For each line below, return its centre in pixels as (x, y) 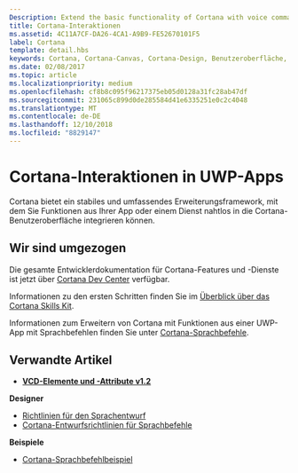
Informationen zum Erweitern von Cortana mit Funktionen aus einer (132, 323)
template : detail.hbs (49, 51)
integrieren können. (119, 220)
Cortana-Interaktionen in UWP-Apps (146, 177)
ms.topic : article (43, 75)
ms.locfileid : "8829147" (55, 133)
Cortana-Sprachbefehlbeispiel (77, 460)
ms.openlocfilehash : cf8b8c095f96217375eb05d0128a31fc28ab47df (129, 91)
